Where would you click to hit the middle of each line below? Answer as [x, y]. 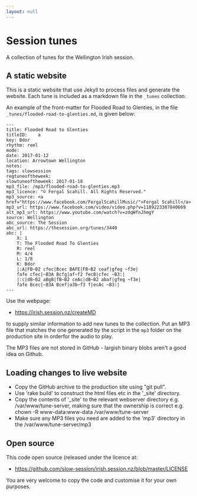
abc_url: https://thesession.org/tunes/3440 [62, 228]
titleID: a [24, 135]
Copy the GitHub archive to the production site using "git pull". [90, 387]
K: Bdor [26, 264]
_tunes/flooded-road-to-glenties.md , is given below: [71, 114]
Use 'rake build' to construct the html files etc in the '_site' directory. [98, 393]
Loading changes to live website [67, 373]
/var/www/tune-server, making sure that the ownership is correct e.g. [99, 406]
